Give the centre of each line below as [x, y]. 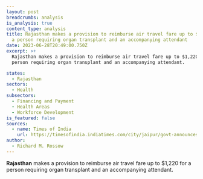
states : [16, 73]
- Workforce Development [43, 112]
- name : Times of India [41, 129]
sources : [17, 124]
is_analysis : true [29, 23]
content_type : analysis [36, 29]
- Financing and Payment [43, 101]
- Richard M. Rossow [37, 146]
